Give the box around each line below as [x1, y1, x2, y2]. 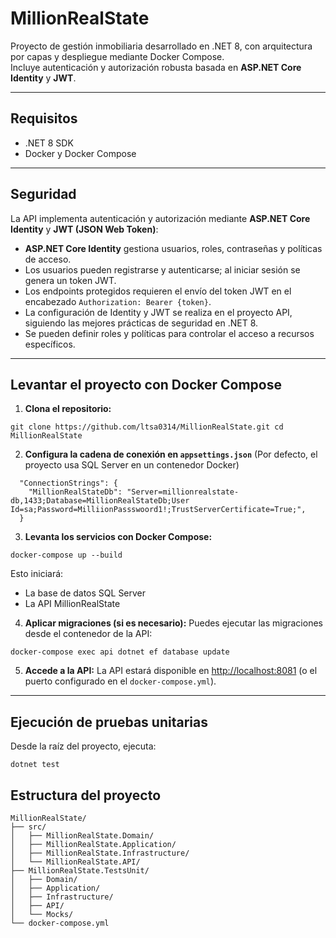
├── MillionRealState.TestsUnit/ [10, 866, 150, 876]
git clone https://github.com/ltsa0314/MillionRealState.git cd [10, 422, 284, 432]
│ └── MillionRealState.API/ [10, 857, 141, 867]
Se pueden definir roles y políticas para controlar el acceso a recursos [24, 327, 315, 339]
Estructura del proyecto [10, 787, 162, 804]
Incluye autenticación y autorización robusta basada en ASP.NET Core [10, 61, 302, 73]
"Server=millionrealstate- [126, 487, 240, 497]
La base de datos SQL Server [24, 587, 147, 599]
